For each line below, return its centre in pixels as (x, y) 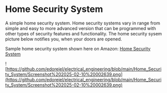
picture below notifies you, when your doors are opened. (64, 39)
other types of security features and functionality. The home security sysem (84, 33)
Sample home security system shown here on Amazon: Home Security (78, 48)
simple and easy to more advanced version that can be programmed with (80, 28)
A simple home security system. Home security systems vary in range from (83, 23)
